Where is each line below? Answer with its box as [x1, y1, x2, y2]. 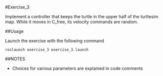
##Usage [5, 28, 24, 34]
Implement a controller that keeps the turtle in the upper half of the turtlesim [5, 14, 159, 19]
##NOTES [5, 56, 25, 62]
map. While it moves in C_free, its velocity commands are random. [5, 19, 139, 25]
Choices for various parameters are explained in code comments [12, 66, 143, 71]
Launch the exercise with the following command [5, 38, 104, 44]
